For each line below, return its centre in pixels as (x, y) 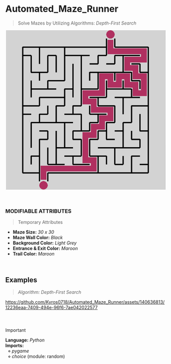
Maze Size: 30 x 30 (33, 232)
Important (16, 330)
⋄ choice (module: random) (36, 356)
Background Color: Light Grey (45, 243)
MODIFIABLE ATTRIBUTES (38, 211)
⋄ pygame (18, 351)
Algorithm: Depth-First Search (50, 292)
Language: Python (25, 340)
